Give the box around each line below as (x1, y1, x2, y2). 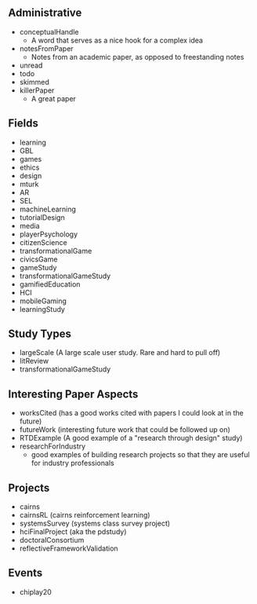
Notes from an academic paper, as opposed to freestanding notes (31, 52, 244, 61)
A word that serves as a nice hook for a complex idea (31, 35, 204, 45)
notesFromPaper (19, 43, 74, 53)
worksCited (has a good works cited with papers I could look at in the (19, 408, 244, 418)
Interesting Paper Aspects (8, 387, 139, 401)
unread (19, 60, 43, 70)
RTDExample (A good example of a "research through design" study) (19, 434, 243, 443)
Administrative (8, 6, 82, 20)
